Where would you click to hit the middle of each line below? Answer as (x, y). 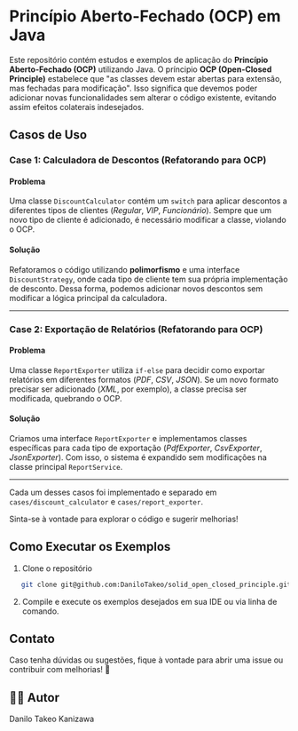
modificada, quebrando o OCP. (66, 398)
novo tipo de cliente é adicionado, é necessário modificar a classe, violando (148, 220)
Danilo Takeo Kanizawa (52, 719)
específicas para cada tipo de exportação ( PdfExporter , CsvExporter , (136, 448)
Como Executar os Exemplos (90, 547)
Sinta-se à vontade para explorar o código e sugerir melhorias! (124, 519)
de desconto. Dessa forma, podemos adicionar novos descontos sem (136, 288)
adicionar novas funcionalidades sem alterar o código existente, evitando (143, 97)
